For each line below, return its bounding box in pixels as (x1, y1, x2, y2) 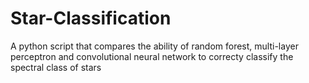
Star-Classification (10, 7, 172, 30)
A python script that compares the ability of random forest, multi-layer (10, 40, 299, 52)
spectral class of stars (10, 61, 102, 73)
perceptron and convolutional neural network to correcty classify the (10, 50, 294, 62)
